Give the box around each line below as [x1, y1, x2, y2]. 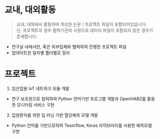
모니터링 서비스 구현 [16, 102, 55, 108]
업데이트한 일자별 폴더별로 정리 [11, 49, 70, 56]
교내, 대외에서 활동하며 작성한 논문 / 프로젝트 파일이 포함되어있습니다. [16, 21, 147, 27]
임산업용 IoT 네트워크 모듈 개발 [11, 85, 70, 91]
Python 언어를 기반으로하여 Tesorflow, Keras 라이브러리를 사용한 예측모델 [11, 122, 152, 128]
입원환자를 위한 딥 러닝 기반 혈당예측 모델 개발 [11, 112, 98, 118]
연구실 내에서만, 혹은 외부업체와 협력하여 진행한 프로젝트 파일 [11, 44, 127, 49]
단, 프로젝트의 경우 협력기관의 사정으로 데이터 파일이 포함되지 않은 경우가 [16, 27, 153, 33]
